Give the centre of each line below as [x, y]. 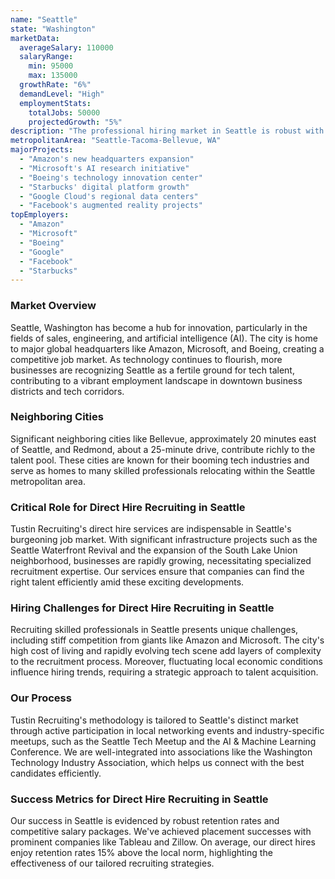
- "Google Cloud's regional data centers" [109, 196]
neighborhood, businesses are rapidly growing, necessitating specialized [161, 561]
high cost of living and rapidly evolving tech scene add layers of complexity [166, 651]
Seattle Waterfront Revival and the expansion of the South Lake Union [154, 550]
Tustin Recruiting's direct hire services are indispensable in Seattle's [151, 529]
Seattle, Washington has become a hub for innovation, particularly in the [159, 327]
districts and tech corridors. [67, 391]
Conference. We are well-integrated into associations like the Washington [161, 752]
